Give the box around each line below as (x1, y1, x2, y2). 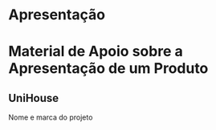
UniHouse (8, 91, 59, 105)
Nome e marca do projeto (8, 112, 93, 122)
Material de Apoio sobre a (8, 43, 183, 61)
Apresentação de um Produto (8, 59, 209, 78)
